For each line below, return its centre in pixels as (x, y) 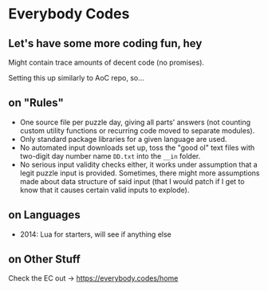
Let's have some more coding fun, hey (105, 43)
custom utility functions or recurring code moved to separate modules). (137, 130)
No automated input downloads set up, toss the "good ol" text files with (137, 147)
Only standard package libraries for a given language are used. (123, 139)
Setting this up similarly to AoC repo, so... (77, 78)
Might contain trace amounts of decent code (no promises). (106, 62)
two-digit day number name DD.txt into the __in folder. (110, 155)
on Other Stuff (45, 260)
